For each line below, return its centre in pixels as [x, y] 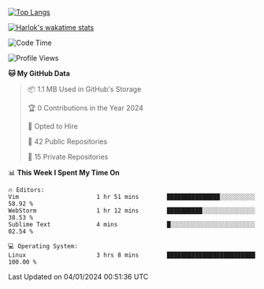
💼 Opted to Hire [53, 126]
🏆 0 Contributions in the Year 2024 [86, 108]
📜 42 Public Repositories [67, 141]
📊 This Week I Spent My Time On [64, 173]
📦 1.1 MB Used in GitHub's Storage [84, 89]
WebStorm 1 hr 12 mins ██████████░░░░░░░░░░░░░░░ [132, 211]
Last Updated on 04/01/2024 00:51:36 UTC [78, 277]
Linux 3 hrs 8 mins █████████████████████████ [132, 255]
